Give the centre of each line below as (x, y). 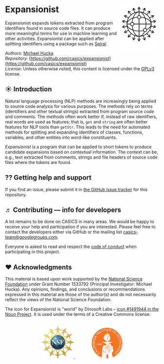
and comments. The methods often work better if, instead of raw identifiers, (81, 117)
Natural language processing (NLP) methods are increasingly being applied (81, 101)
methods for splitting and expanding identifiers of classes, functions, (74, 132)
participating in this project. (33, 252)
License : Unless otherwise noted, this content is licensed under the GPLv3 (80, 69)
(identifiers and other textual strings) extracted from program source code (80, 111)
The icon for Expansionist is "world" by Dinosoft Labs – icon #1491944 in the (82, 309)
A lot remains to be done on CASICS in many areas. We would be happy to (80, 222)
